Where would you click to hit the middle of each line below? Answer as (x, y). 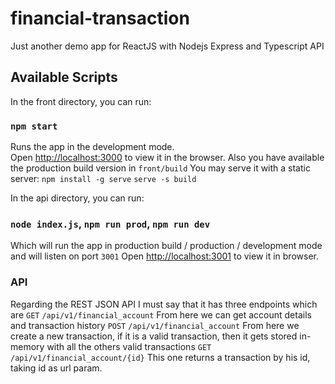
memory (27, 346)
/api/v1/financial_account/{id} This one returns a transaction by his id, (160, 357)
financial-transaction (100, 18)
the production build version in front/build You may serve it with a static (160, 168)
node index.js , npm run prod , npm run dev (110, 224)
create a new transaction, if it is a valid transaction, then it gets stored (154, 336)
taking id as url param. (56, 368)
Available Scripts (64, 77)
